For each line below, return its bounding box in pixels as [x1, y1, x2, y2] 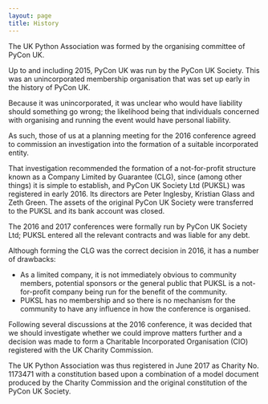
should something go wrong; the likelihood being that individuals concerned [8, 106, 259, 116]
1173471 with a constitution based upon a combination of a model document [8, 369, 259, 378]
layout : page [8, 11, 52, 20]
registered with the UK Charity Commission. [8, 345, 154, 354]
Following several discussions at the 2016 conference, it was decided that [8, 319, 253, 329]
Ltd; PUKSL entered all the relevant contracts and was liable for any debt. [8, 230, 250, 239]
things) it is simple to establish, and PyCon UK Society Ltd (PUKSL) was [8, 180, 246, 190]
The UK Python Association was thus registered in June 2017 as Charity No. [8, 361, 259, 370]
